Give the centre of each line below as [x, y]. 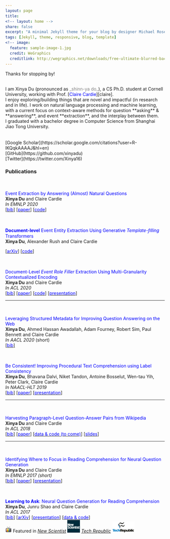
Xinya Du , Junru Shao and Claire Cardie [47, 506]
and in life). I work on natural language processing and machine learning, [81, 105]
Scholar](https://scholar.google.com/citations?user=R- [80, 142]
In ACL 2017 [18, 512]
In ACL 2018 [18, 428]
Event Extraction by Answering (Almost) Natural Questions [66, 193]
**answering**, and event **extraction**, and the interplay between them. [82, 116]
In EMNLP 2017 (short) [29, 475]
